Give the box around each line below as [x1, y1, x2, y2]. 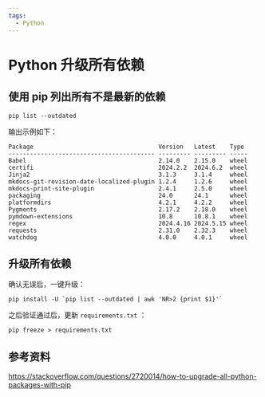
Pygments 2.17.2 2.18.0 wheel [8, 205, 248, 214]
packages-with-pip [8, 380, 72, 390]
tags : [8, 11, 26, 20]
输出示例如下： [8, 127, 57, 136]
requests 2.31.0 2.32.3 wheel [8, 226, 248, 234]
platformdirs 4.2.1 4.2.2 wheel [8, 198, 248, 206]
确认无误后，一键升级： [8, 280, 85, 289]
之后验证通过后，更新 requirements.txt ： [8, 310, 147, 320]
